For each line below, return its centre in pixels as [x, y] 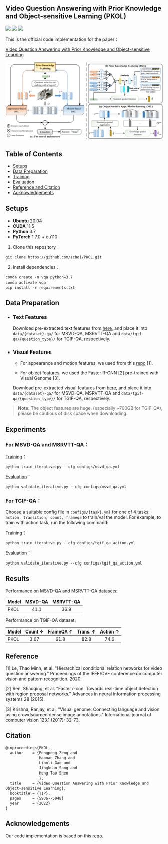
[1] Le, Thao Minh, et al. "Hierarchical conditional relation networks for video [84, 668]
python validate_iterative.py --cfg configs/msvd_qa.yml [66, 487]
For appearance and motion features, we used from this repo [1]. [87, 363]
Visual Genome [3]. [40, 378]
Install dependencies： [36, 267]
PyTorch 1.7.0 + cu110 [35, 237]
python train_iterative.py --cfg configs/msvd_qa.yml [63, 467]
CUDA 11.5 [23, 226]
